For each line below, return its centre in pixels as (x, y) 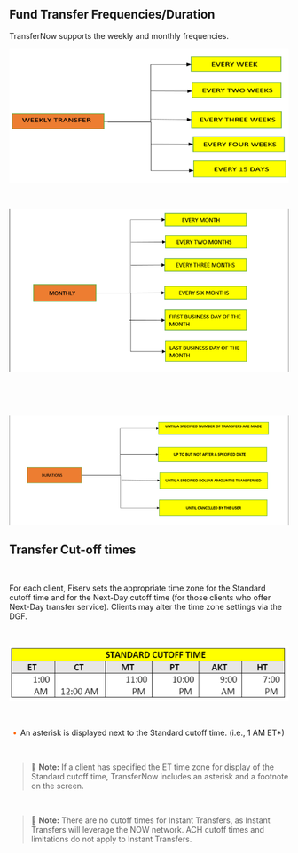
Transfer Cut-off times (73, 549)
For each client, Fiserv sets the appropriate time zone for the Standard (137, 588)
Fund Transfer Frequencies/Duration (112, 15)
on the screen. (57, 786)
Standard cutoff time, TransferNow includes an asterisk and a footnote (160, 777)
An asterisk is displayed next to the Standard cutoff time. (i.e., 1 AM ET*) (153, 733)
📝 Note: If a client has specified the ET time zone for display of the (153, 767)
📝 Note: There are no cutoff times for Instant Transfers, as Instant (150, 820)
